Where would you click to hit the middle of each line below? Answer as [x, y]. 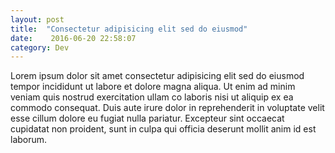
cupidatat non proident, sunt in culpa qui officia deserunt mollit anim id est [163, 129]
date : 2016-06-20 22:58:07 [73, 38]
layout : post [37, 19]
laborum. [29, 140]
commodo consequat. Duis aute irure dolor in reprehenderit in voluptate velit [167, 108]
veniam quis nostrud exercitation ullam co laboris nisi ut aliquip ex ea [152, 97]
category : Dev [40, 47]
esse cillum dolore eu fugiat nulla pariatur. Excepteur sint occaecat [147, 118]
